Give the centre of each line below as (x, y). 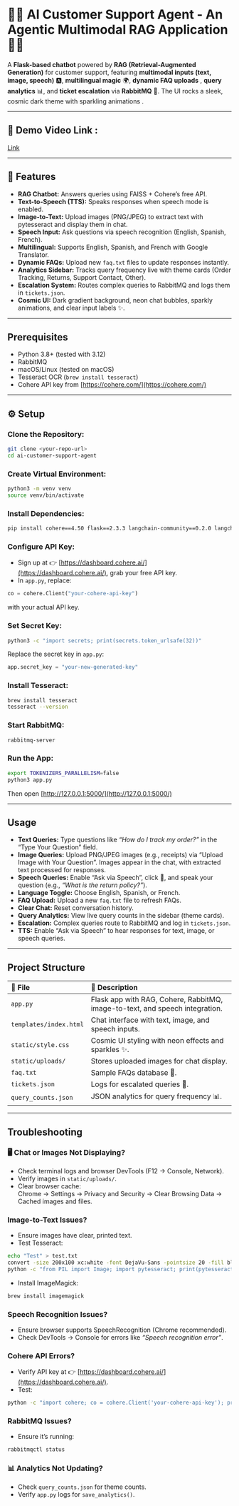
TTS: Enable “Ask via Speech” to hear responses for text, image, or (116, 931)
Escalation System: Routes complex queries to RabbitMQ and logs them (124, 285)
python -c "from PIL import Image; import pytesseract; (92, 1269)
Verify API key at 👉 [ (49, 1372)
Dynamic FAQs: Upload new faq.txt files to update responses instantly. (123, 262)
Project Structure (46, 967)
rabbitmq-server (31, 740)
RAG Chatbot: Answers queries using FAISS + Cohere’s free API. (112, 194)
